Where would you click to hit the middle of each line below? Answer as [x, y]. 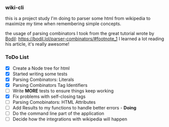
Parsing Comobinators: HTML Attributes [54, 102]
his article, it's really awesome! [37, 44]
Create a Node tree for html [41, 68]
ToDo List [17, 57]
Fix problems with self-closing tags [49, 96]
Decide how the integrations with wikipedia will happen [70, 119]
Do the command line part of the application [58, 113]
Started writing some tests [40, 74]
